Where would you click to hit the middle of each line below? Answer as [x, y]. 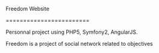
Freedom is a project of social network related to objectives [79, 44]
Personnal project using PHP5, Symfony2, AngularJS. [72, 32]
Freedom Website [27, 9]
